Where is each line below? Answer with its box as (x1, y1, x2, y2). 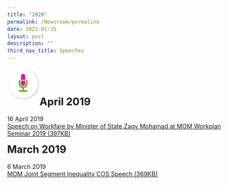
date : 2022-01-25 (7, 25, 57, 32)
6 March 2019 (7, 162, 47, 171)
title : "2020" (7, 11, 48, 18)
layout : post (7, 33, 45, 40)
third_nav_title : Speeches (7, 47, 84, 54)
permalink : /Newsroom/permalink (7, 18, 100, 25)
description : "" (7, 40, 54, 47)
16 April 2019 (7, 115, 44, 123)
